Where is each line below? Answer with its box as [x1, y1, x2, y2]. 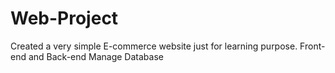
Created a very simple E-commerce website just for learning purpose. [10, 40, 298, 52]
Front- [299, 40, 326, 52]
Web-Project [10, 7, 119, 30]
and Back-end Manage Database [28, 50, 164, 62]
